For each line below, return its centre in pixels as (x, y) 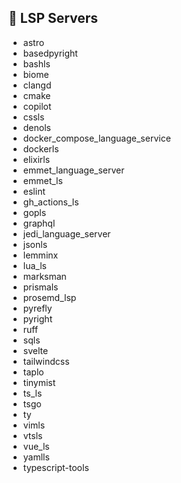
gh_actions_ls (51, 202)
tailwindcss (46, 361)
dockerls (41, 148)
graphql (39, 223)
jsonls (35, 244)
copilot (37, 106)
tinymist (39, 382)
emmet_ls (42, 180)
